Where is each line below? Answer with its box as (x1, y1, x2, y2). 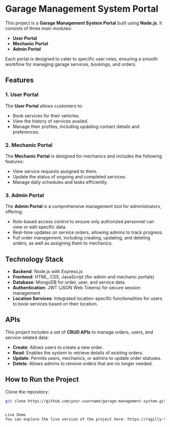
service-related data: (5, 334, 49, 341)
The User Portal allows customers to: (5, 103, 83, 109)
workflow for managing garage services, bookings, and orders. (5, 61, 137, 67)
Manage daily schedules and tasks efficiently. (12, 179, 108, 185)
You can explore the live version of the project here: (5, 417, 125, 422)
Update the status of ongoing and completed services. (12, 173, 126, 179)
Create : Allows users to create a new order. (12, 344, 104, 350)
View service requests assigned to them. (12, 168, 98, 174)
